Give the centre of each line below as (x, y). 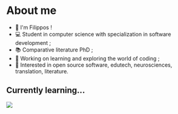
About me (31, 11)
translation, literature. (41, 71)
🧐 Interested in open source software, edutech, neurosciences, (94, 65)
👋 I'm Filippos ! (34, 27)
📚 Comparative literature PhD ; (54, 50)
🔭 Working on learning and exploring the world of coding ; (87, 58)
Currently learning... (46, 91)
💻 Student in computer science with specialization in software (93, 34)
